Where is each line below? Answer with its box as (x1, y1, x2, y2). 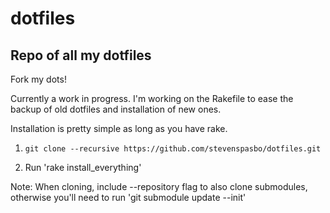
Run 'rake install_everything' (24, 162, 142, 173)
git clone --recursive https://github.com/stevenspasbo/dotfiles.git (24, 144, 322, 154)
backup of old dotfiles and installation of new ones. (10, 103, 222, 115)
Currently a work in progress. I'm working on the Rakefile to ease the (10, 93, 294, 104)
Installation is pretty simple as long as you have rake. (10, 123, 228, 134)
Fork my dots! (10, 73, 67, 85)
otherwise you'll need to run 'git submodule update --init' (10, 192, 247, 203)
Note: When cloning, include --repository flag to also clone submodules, (10, 181, 308, 192)
